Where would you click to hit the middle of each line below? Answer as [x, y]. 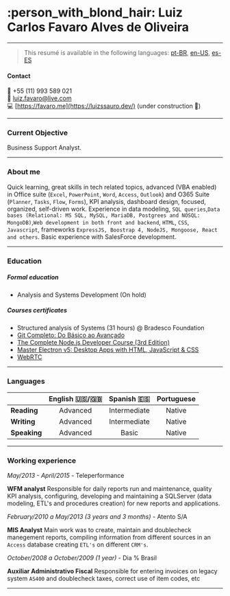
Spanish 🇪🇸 [129, 398]
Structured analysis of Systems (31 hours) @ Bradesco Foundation [111, 328]
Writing [23, 422]
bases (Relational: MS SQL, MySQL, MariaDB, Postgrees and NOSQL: [104, 215]
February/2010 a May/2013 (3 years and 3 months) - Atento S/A [97, 517]
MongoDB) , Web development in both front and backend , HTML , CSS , [98, 222]
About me [24, 172]
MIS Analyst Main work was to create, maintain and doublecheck [99, 530]
